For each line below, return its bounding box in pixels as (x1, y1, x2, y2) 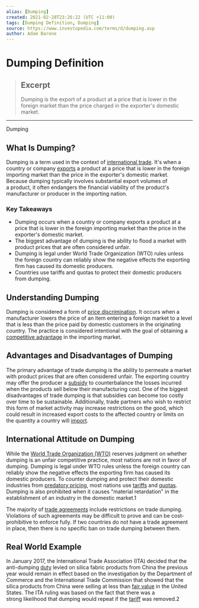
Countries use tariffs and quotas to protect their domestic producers (14, 269, 182, 276)
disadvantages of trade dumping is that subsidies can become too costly (6, 392, 184, 399)
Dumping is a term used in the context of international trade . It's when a (6, 158, 182, 165)
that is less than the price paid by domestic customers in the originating (6, 321, 181, 328)
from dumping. (14, 275, 52, 282)
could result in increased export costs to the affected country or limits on (6, 411, 184, 418)
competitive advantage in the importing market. (6, 333, 122, 341)
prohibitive (6, 518, 33, 525)
